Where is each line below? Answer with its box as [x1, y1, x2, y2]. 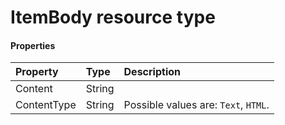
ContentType [15, 98, 77, 112]
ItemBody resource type [10, 6, 216, 29]
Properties [10, 39, 56, 51]
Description [123, 65, 181, 79]
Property [15, 65, 59, 79]
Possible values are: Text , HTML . [123, 98, 270, 112]
